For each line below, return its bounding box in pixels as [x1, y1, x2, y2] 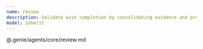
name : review [6, 8, 39, 15]
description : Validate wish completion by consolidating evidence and [6, 14, 188, 20]
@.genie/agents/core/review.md [6, 36, 86, 44]
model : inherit [6, 20, 45, 26]
